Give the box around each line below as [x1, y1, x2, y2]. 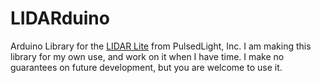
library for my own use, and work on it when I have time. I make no [10, 50, 285, 62]
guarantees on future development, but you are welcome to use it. [10, 61, 283, 73]
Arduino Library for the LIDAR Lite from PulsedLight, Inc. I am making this [10, 40, 312, 52]
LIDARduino [10, 7, 110, 30]
